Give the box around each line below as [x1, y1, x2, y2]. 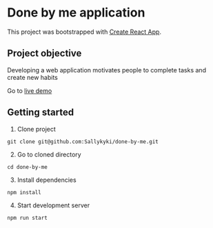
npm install [7, 189, 41, 196]
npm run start [7, 214, 48, 221]
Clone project [17, 125, 57, 133]
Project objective [7, 48, 82, 59]
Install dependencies [17, 176, 77, 184]
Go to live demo [7, 86, 52, 94]
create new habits [7, 73, 59, 81]
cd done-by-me [7, 163, 48, 170]
